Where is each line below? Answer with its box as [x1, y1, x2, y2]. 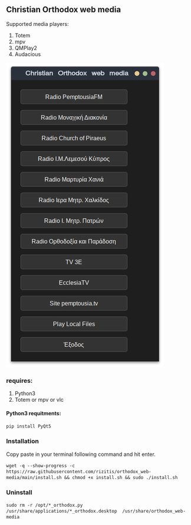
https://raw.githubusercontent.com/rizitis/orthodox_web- [6, 468, 152, 474]
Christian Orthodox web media [6, 5, 121, 15]
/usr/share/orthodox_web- [121, 508, 186, 514]
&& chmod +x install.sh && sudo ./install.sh [64, 474, 178, 480]
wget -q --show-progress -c [6, 462, 75, 468]
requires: [6, 376, 33, 385]
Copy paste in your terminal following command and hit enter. [6, 451, 156, 458]
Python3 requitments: [6, 409, 61, 416]
